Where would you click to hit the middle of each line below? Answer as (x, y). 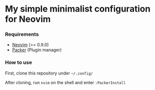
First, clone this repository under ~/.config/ (49, 73)
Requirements (22, 34)
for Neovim (28, 19)
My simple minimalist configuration (78, 9)
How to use (19, 62)
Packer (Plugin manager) (37, 50)
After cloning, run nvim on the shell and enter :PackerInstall (65, 82)
